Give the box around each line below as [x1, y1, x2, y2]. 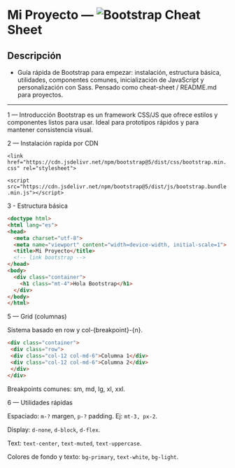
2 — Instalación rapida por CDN [7, 139, 99, 147]
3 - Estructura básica [7, 201, 69, 210]
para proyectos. [17, 91, 64, 99]
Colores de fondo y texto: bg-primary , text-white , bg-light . [7, 452, 179, 461]
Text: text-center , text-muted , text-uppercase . [7, 439, 142, 447]
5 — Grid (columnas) [7, 312, 67, 321]
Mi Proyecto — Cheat [7, 7, 201, 23]
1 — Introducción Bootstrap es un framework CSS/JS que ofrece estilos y [7, 111, 218, 119]
